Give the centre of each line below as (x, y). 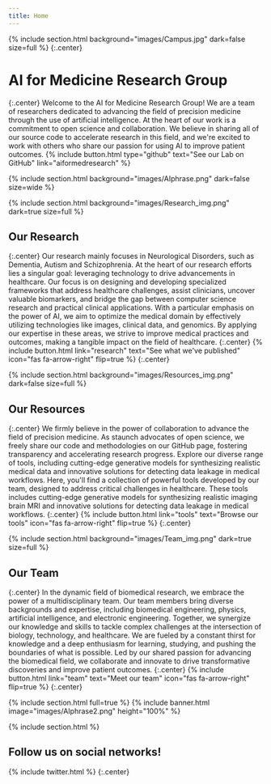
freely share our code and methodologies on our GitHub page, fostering (128, 446)
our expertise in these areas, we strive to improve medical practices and (129, 333)
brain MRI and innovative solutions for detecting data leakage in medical (129, 506)
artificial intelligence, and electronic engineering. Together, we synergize (129, 618)
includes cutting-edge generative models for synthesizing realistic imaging (133, 498)
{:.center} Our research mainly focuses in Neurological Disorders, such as (131, 256)
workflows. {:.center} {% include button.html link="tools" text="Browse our (133, 515)
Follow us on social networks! (85, 752)
